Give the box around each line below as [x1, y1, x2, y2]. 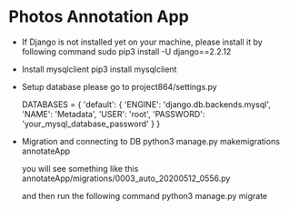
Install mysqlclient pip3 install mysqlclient [21, 64, 177, 75]
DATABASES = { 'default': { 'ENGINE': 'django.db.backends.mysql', [21, 98, 272, 110]
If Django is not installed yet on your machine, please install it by [21, 36, 263, 47]
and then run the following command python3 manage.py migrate [21, 190, 268, 201]
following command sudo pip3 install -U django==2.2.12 [21, 45, 232, 56]
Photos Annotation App [8, 6, 190, 27]
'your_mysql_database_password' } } [21, 118, 161, 129]
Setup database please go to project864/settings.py [21, 81, 217, 92]
